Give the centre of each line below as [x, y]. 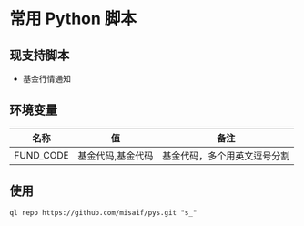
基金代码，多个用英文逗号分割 [226, 156]
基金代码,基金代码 [116, 156]
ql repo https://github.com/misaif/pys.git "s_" [103, 212]
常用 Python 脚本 [73, 19]
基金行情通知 [46, 79]
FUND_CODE [42, 155]
